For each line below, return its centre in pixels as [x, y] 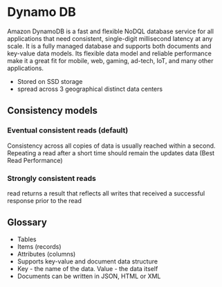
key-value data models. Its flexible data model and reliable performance [110, 53]
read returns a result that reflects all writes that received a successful [106, 193]
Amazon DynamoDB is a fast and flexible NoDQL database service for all [111, 31]
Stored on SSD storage [50, 81]
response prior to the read [44, 200]
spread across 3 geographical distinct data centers [90, 89]
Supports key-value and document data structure [87, 261]
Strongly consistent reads [52, 178]
